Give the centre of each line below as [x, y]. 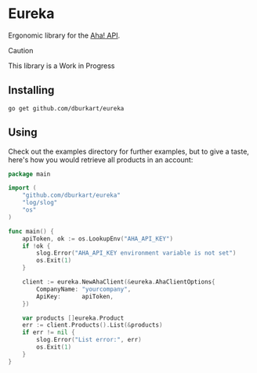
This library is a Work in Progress [62, 65]
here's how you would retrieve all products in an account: [101, 159]
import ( [22, 188]
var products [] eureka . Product [73, 318]
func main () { [31, 231]
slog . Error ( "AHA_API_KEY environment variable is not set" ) [136, 253]
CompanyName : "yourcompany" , [84, 289]
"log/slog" [40, 203]
